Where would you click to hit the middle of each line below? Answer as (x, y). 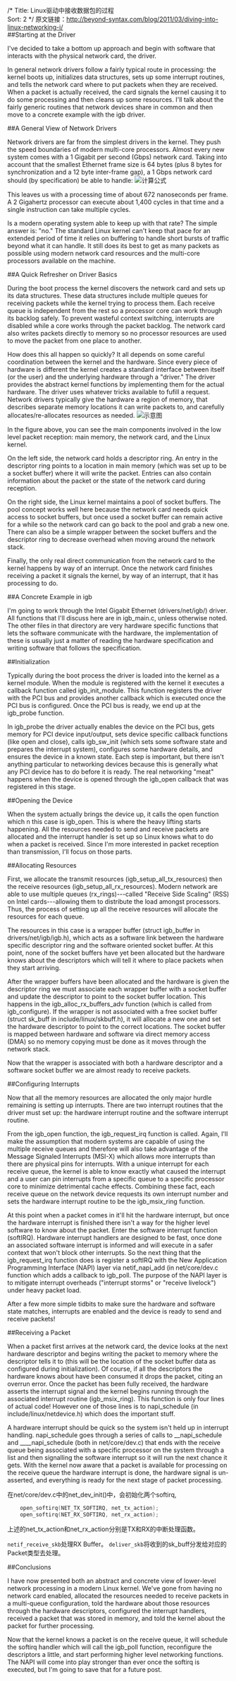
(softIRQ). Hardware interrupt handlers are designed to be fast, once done (115, 1238)
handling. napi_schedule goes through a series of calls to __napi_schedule (115, 1435)
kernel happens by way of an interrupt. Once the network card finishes (110, 568)
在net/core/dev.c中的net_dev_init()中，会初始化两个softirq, (92, 1494)
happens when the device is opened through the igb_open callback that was (118, 779)
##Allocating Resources (42, 865)
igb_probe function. (36, 713)
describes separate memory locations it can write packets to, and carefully (116, 407)
